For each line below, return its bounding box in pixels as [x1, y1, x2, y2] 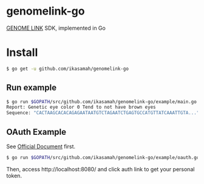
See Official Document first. [6, 143, 76, 150]
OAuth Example [6, 126, 67, 137]
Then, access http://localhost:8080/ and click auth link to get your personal [6, 165, 195, 172]
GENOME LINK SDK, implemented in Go [6, 24, 106, 32]
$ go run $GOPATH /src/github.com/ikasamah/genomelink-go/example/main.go [6, 98, 197, 104]
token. [6, 172, 22, 179]
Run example [6, 83, 56, 93]
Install [6, 46, 38, 60]
